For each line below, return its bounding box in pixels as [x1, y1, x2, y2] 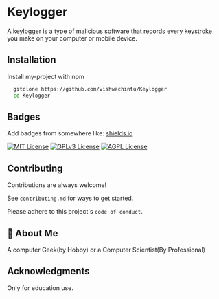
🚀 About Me [7, 228, 58, 239]
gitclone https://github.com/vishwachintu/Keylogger [13, 85, 168, 93]
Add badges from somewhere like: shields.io [7, 129, 133, 137]
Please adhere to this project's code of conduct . [7, 208, 143, 216]
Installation [7, 54, 56, 66]
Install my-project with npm [7, 72, 84, 80]
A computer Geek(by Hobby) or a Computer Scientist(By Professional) [7, 245, 206, 254]
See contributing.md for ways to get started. [7, 194, 134, 203]
